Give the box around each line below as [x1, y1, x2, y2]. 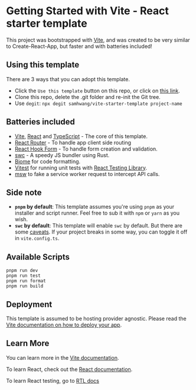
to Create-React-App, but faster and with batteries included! [6, 43, 152, 50]
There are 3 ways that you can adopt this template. [6, 75, 130, 82]
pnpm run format [6, 278, 46, 284]
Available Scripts [6, 252, 70, 262]
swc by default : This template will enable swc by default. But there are [14, 222, 183, 229]
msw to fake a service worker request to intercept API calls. [14, 170, 160, 177]
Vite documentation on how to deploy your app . [6, 321, 122, 328]
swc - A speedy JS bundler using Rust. [14, 151, 110, 158]
